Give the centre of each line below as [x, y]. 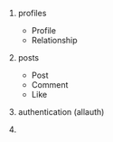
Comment [50, 85]
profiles [32, 13]
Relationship [55, 40]
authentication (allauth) [61, 112]
